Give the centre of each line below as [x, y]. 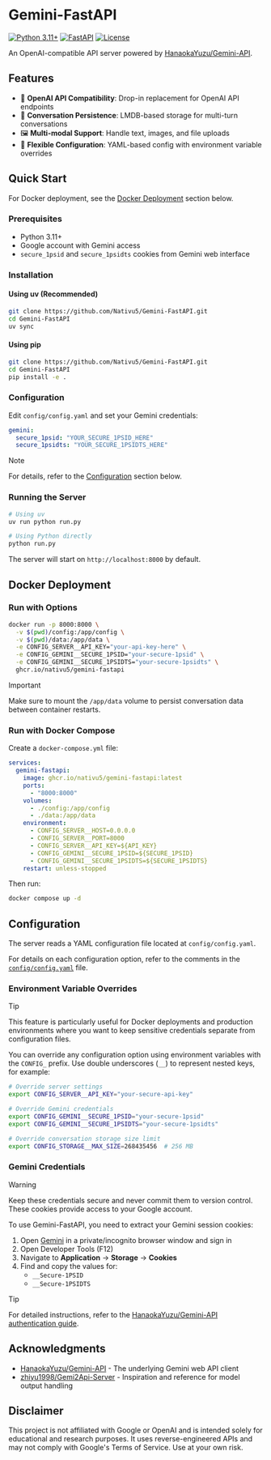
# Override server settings [56, 1087]
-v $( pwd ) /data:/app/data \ [63, 640]
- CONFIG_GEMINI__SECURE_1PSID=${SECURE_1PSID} [112, 853]
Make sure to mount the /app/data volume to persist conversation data [126, 700]
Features [31, 79]
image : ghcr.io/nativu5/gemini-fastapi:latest [103, 778]
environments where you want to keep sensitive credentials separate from [132, 1031]
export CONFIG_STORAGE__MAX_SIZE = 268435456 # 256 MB [101, 1146]
